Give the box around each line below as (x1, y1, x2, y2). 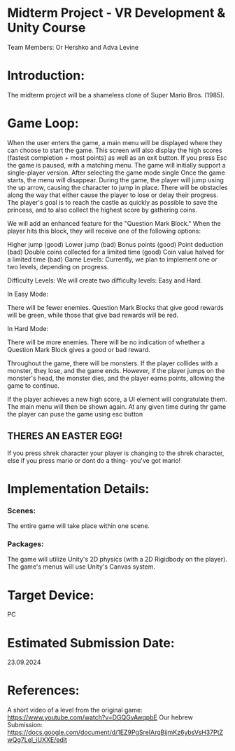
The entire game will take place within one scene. (7, 522, 150, 530)
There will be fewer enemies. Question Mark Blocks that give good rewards (7, 303, 224, 311)
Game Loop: (7, 116, 79, 131)
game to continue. (7, 381, 59, 390)
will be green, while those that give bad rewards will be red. (7, 311, 179, 319)
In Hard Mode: (7, 324, 49, 332)
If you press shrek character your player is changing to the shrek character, (7, 449, 225, 457)
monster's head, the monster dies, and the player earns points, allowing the (7, 374, 225, 382)
